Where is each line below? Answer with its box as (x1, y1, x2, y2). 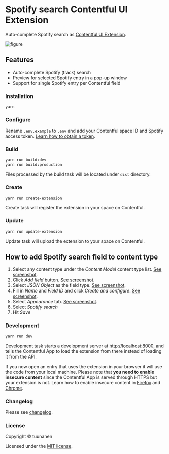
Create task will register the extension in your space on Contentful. (5, 205, 145, 211)
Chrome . (5, 385, 24, 391)
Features (5, 56, 34, 64)
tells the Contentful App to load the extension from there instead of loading (5, 348, 162, 354)
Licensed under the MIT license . (5, 443, 73, 449)
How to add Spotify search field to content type (5, 253, 158, 261)
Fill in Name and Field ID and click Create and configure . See (12, 288, 141, 294)
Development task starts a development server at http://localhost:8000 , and (5, 343, 164, 349)
